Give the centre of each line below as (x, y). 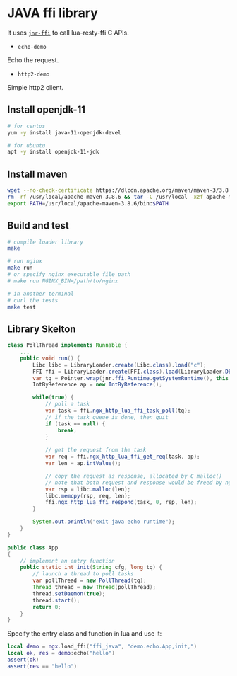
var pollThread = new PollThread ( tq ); (90, 581)
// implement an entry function (67, 561)
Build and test (38, 225)
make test (22, 307)
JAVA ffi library (53, 13)
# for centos (26, 126)
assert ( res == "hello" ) (42, 666)
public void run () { (50, 358)
